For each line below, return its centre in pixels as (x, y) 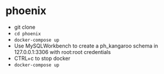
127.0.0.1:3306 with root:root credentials (63, 52)
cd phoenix (27, 33)
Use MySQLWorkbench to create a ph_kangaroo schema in (86, 46)
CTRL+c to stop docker (42, 58)
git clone (25, 27)
